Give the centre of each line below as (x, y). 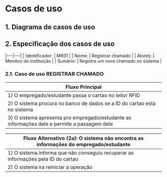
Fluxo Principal (83, 87)
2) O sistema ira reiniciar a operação (50, 167)
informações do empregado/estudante (83, 144)
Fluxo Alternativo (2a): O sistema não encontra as (83, 138)
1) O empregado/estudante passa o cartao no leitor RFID (74, 95)
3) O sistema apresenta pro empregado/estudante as (70, 117)
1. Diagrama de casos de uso (50, 27)
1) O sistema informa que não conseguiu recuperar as (71, 153)
